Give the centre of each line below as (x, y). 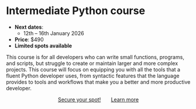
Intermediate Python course (75, 11)
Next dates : (29, 27)
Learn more (125, 99)
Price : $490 (29, 39)
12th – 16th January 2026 (54, 33)
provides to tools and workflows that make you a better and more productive (98, 82)
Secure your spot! (79, 99)
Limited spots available (43, 46)
